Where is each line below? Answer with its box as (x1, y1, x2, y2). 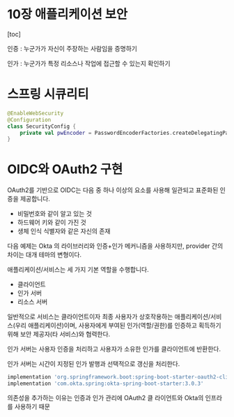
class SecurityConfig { (7, 123, 77, 130)
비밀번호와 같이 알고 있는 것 (17, 210, 93, 218)
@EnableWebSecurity (7, 110, 64, 117)
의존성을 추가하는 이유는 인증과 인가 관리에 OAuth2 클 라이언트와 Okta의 (7, 393, 204, 402)
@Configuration (7, 116, 52, 123)
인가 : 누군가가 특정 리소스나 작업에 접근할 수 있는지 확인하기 (7, 59, 171, 67)
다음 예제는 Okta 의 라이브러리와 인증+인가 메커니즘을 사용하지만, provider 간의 (7, 242, 224, 250)
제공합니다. (19, 195, 51, 203)
